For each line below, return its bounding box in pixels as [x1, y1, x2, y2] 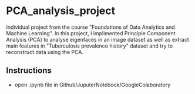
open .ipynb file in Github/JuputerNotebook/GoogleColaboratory [14, 81, 171, 88]
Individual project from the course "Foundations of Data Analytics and [6, 23, 175, 31]
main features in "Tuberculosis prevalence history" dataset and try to [6, 42, 173, 49]
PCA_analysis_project [6, 4, 116, 18]
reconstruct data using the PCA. [6, 48, 84, 55]
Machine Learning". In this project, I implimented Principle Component [6, 29, 176, 36]
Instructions [6, 66, 52, 76]
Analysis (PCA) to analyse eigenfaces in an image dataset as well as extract [6, 36, 189, 43]
